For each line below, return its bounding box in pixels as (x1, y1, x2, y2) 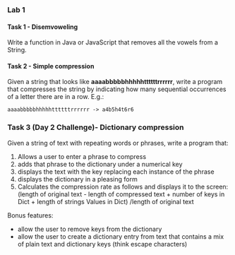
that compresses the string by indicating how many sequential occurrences (7, 85, 227, 93)
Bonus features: (7, 210, 54, 220)
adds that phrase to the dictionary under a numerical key (17, 160, 183, 168)
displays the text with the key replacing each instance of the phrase (17, 167, 215, 176)
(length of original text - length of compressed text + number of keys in (17, 189, 225, 198)
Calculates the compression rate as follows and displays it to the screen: (17, 182, 229, 191)
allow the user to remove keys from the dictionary (17, 225, 162, 233)
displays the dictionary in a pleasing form (17, 174, 138, 183)
